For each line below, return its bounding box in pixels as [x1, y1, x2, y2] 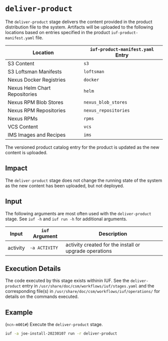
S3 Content [7, 60, 34, 67]
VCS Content [7, 123, 38, 130]
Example [5, 308, 33, 316]
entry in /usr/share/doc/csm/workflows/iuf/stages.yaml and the [22, 283, 154, 289]
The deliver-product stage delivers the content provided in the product [5, 19, 152, 25]
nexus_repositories [83, 107, 130, 113]
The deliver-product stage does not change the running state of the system [5, 177, 162, 183]
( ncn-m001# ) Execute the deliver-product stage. [5, 321, 103, 327]
